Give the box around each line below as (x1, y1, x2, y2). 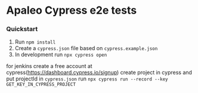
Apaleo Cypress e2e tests (6, 4, 137, 17)
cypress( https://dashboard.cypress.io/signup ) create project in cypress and (6, 69, 193, 76)
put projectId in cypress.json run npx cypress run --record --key (6, 75, 168, 82)
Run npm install (14, 38, 56, 45)
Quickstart (6, 25, 38, 33)
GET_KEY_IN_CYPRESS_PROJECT (6, 82, 76, 88)
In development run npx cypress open (14, 51, 107, 58)
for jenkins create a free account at (6, 63, 92, 70)
